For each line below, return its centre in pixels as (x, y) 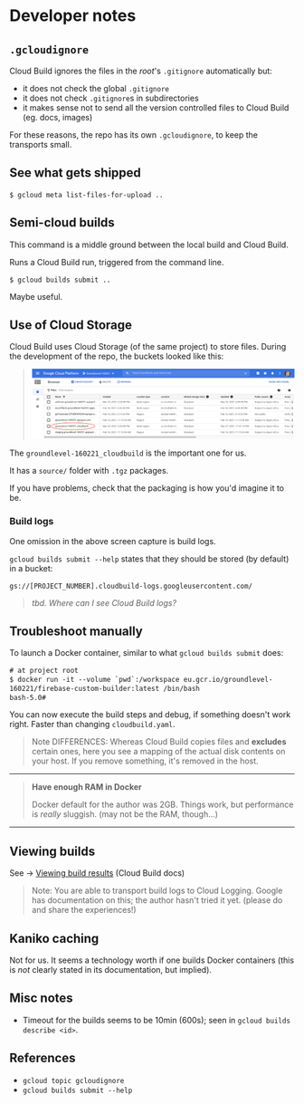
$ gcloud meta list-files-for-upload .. (87, 195)
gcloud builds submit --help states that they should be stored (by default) (149, 559)
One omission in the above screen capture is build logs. (113, 541)
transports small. (41, 144)
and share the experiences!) (84, 910)
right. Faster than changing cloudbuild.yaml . (92, 725)
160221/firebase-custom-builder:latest (85, 689)
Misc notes (42, 998)
